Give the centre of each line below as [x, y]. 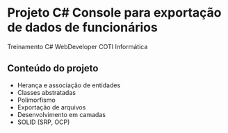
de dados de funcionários [82, 27]
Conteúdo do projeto [53, 68]
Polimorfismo [36, 100]
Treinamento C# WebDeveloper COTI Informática [78, 46]
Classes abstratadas [47, 92]
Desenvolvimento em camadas [62, 114]
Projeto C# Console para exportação [114, 13]
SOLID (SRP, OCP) [43, 122]
